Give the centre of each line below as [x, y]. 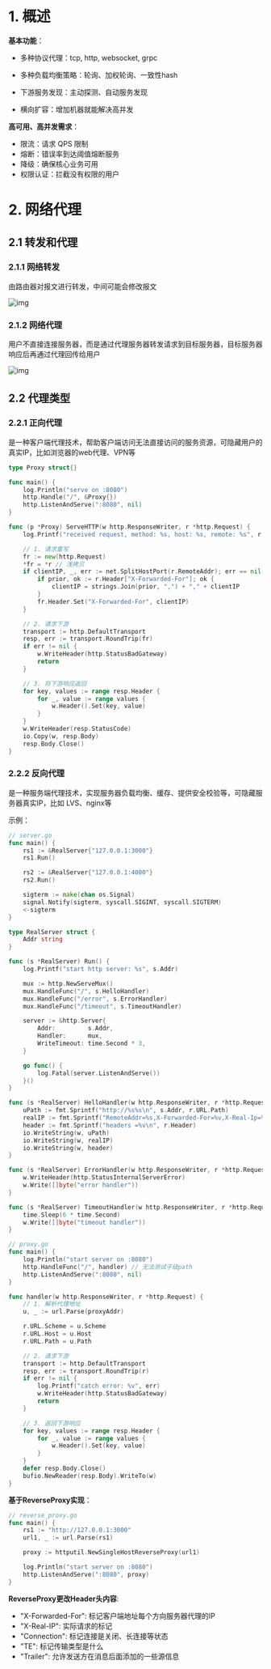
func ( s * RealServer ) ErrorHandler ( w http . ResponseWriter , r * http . [126, 1170]
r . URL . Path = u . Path [57, 1341]
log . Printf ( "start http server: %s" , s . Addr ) [101, 969]
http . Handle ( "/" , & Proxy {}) [70, 497]
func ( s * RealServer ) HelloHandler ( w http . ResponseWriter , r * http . [126, 1103]
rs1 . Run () [40, 858]
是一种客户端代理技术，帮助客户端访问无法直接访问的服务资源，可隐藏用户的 [135, 442]
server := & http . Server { [65, 1021]
